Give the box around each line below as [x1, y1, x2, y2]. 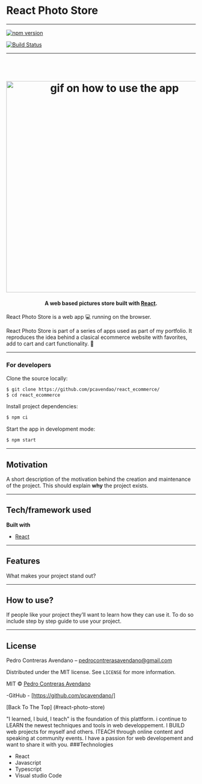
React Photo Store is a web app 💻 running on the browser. [6, 313, 151, 321]
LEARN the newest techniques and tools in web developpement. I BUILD [6, 722, 185, 729]
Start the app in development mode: [6, 425, 96, 432]
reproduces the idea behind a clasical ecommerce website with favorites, [6, 333, 188, 341]
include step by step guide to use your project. [6, 617, 122, 625]
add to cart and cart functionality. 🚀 [6, 340, 94, 347]
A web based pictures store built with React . [44, 300, 158, 307]
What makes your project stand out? [6, 572, 96, 579]
